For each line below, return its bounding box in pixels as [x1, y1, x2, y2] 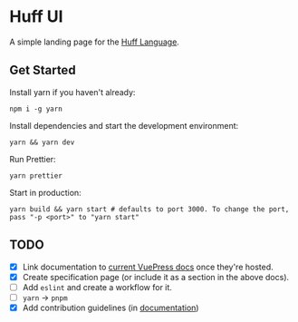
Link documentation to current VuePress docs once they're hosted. [22, 261, 274, 272]
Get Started [9, 63, 76, 78]
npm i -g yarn [9, 104, 63, 113]
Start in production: [9, 187, 82, 198]
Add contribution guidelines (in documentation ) [22, 302, 199, 313]
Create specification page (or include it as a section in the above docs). [22, 271, 290, 282]
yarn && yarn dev [9, 138, 75, 147]
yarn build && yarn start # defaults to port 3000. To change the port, [9, 204, 290, 214]
